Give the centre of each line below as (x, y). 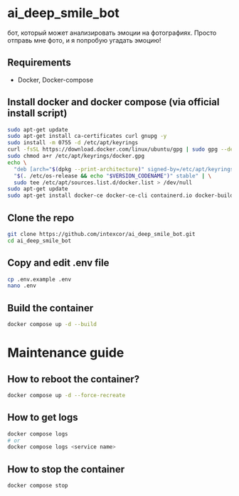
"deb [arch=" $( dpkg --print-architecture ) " (79, 169)
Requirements (39, 63)
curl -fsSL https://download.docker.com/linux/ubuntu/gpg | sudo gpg (113, 150)
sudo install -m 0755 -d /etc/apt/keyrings (73, 143)
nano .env (22, 286)
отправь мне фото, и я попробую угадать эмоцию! (84, 40)
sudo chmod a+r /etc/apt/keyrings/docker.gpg (76, 156)
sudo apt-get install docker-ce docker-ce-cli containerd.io (100, 196)
